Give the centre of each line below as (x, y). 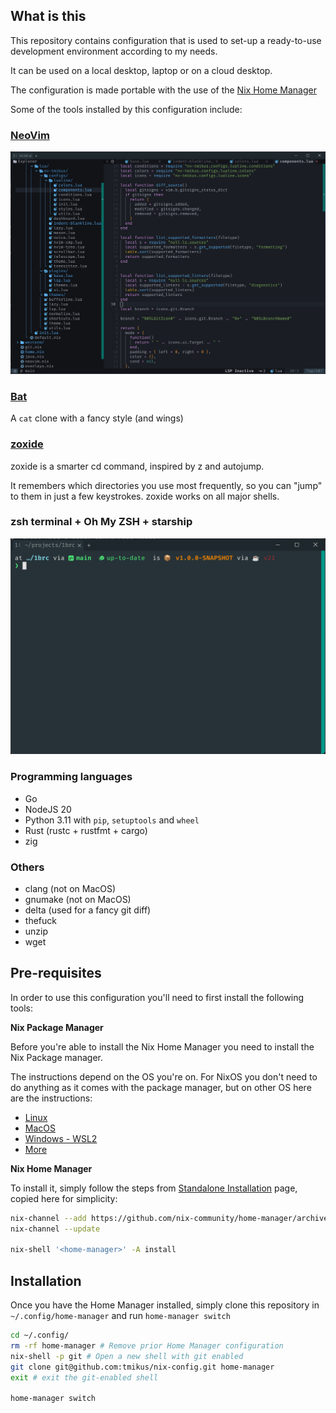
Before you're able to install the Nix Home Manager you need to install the (162, 1046)
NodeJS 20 (48, 809)
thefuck (40, 920)
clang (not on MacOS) (70, 888)
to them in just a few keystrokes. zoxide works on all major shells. (145, 496)
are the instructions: (51, 1098)
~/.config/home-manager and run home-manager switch (120, 1316)
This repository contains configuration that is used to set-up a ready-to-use (166, 40)
